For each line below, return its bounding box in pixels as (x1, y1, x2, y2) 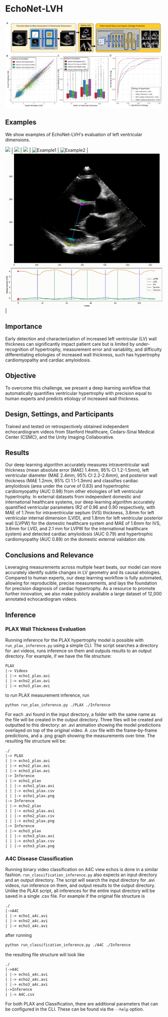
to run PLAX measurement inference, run (5, 692, 90, 698)
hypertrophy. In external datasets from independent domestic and (5, 494, 141, 500)
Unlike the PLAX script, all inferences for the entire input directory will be (5, 888, 155, 894)
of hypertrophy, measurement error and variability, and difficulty (29, 346, 162, 352)
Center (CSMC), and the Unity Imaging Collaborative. (5, 434, 114, 440)
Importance (5, 322, 42, 331)
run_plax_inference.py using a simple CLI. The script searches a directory (5, 642, 158, 648)
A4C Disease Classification (5, 855, 73, 862)
